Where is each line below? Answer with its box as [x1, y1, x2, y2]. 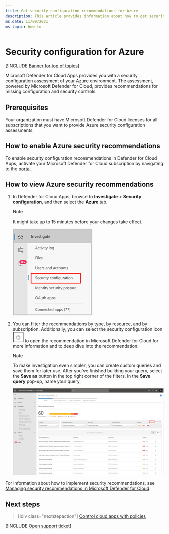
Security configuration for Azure [5, 46, 144, 58]
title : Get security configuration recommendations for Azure [5, 8, 138, 13]
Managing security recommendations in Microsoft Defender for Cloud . [5, 485, 151, 492]
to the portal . [5, 166, 32, 172]
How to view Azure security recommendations [5, 180, 154, 189]
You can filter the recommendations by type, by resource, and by [12, 321, 147, 327]
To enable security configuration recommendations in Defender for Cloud [5, 155, 157, 161]
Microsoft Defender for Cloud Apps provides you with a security [5, 73, 138, 79]
